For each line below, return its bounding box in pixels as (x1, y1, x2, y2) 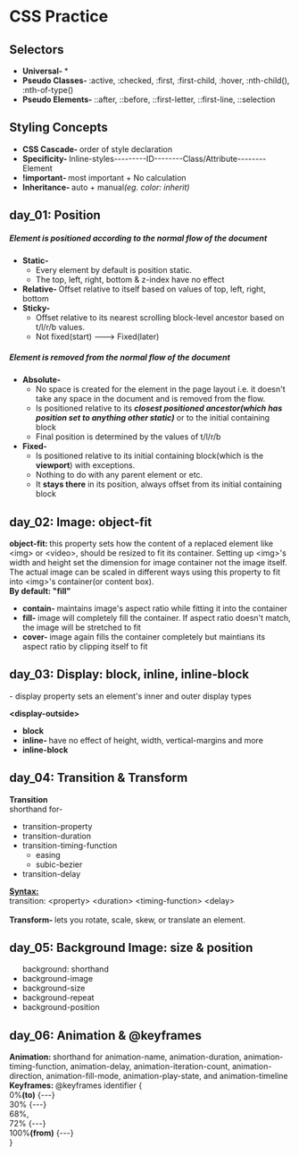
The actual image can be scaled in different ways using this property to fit (9, 566, 281, 577)
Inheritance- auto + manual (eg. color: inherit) (21, 182, 190, 192)
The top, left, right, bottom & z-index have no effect (35, 275, 225, 285)
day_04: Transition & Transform (9, 770, 188, 786)
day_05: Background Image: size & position (9, 939, 253, 955)
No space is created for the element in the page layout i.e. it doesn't (35, 384, 286, 395)
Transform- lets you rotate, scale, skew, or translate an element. (9, 914, 245, 925)
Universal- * (21, 65, 69, 76)
